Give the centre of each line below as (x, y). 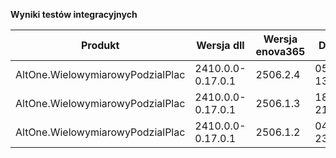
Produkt (100, 45)
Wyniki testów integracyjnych (74, 14)
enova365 (280, 51)
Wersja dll (220, 45)
